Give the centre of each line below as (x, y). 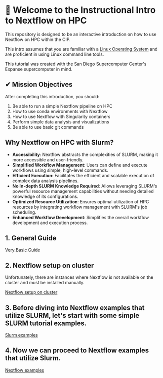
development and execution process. (50, 223)
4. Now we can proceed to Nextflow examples (77, 351)
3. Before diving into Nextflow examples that (75, 308)
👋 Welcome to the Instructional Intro (81, 10)
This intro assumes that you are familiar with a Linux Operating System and (81, 49)
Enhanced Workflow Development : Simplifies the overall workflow (81, 217)
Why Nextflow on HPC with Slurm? (60, 143)
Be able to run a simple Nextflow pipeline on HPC (62, 106)
